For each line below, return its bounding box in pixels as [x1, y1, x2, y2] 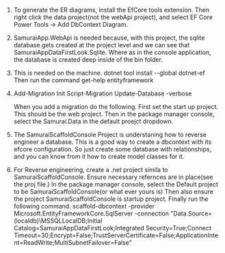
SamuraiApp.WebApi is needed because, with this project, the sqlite [13, 34, 205, 42]
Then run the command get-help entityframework [13, 76, 154, 84]
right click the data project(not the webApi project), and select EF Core [13, 13, 213, 21]
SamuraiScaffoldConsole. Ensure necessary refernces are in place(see [13, 173, 213, 181]
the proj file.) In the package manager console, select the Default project [13, 180, 219, 188]
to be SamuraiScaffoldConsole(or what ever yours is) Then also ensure [13, 188, 214, 195]
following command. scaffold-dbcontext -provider [13, 202, 155, 210]
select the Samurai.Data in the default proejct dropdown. [13, 117, 174, 125]
